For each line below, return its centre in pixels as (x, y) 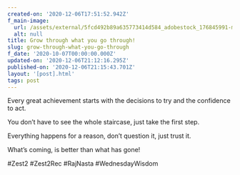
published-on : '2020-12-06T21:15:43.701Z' (71, 67)
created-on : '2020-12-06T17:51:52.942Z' (69, 14)
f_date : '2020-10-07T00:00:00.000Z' (62, 54)
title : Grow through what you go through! (71, 41)
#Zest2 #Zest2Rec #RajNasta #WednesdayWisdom (83, 164)
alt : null (28, 34)
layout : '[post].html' (41, 74)
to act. (17, 109)
